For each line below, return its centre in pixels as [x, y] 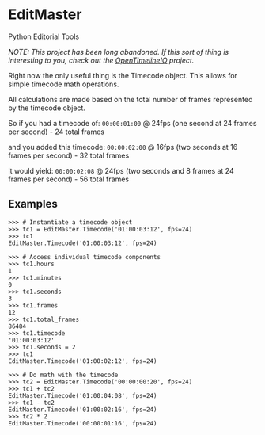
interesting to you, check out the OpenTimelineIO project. [101, 60]
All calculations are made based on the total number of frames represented [131, 99]
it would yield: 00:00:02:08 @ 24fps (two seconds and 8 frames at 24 [121, 170]
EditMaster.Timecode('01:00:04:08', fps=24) [83, 395]
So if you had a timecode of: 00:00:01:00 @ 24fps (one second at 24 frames [132, 123]
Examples [33, 204]
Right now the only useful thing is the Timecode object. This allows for [123, 75]
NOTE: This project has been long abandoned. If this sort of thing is [119, 52]
